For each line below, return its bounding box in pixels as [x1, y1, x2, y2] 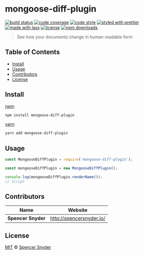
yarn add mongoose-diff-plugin [5, 131, 68, 136]
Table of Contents [5, 48, 60, 56]
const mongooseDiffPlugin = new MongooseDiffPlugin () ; [5, 166, 118, 171]
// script [5, 179, 25, 184]
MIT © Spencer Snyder [5, 244, 52, 250]
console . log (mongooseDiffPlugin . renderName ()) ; [5, 175, 103, 179]
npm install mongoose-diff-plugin [5, 112, 75, 117]
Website [68, 207, 88, 214]
